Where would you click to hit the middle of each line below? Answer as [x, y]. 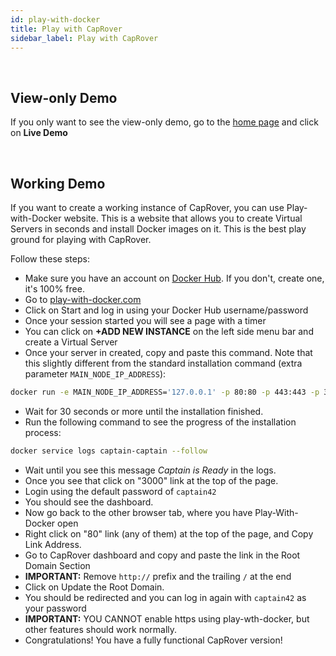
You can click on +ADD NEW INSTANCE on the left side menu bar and [169, 331]
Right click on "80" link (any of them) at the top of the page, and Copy [169, 533]
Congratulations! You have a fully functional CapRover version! [153, 640]
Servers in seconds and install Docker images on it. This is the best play [158, 229]
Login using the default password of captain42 [120, 491]
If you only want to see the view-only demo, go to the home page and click [164, 122]
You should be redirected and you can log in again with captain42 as [165, 597]
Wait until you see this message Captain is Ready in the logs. [150, 470]
